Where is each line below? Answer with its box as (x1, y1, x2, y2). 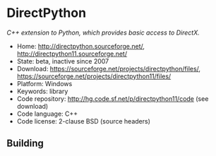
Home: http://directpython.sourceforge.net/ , (16, 42, 145, 50)
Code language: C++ (16, 109, 78, 118)
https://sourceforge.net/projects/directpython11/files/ (16, 72, 172, 80)
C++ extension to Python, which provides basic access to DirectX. (6, 28, 200, 37)
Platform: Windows (16, 79, 73, 88)
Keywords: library (16, 87, 68, 95)
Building (6, 138, 44, 150)
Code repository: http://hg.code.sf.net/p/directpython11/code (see (16, 94, 209, 103)
